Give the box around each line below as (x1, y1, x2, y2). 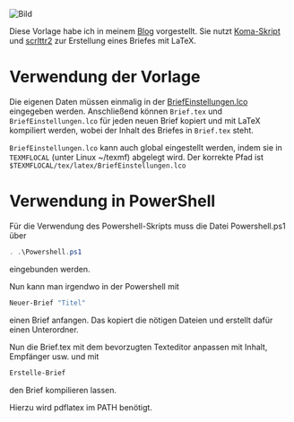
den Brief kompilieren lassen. (9, 384, 117, 395)
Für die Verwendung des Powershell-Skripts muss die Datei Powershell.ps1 (9, 220, 286, 231)
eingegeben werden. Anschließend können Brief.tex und (9, 106, 222, 116)
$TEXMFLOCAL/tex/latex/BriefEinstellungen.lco (9, 161, 186, 170)
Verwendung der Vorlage (9, 67, 201, 87)
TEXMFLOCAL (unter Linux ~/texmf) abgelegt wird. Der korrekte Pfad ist (9, 151, 264, 162)
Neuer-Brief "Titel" (9, 298, 87, 307)
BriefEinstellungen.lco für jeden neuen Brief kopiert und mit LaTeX (9, 115, 262, 125)
